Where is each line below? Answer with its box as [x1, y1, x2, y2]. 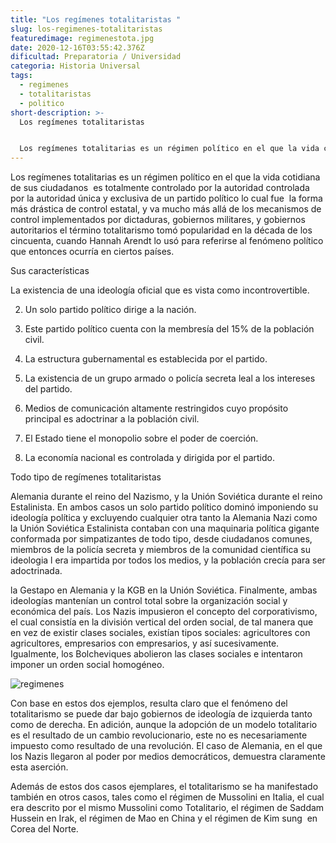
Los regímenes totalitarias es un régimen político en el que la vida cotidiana [10, 171, 321, 183]
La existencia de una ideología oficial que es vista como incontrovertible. [10, 284, 310, 296]
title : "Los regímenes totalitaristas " [10, 14, 182, 25]
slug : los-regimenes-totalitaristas [10, 24, 163, 34]
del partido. [24, 383, 73, 395]
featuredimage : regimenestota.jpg [10, 33, 155, 43]
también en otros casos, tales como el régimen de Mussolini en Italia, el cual [10, 791, 325, 803]
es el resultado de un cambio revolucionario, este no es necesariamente [10, 729, 308, 741]
